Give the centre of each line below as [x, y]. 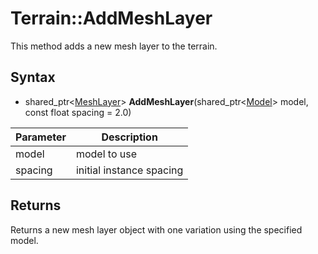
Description [129, 137]
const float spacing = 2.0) [78, 112]
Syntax [33, 77]
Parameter [41, 137]
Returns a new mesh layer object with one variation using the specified [156, 229]
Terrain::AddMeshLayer [111, 18]
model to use [106, 154]
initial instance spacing [129, 170]
